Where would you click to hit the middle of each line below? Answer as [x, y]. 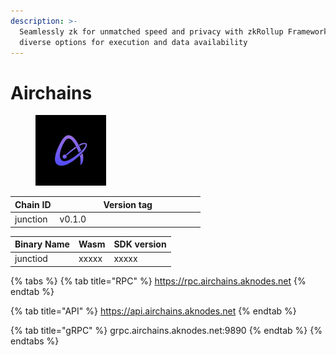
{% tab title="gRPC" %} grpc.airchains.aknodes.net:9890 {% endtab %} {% [166, 330]
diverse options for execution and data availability [133, 42]
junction [31, 219]
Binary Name [42, 244]
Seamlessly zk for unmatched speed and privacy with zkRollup [151, 31]
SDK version [140, 244]
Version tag [128, 204]
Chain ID [33, 204]
